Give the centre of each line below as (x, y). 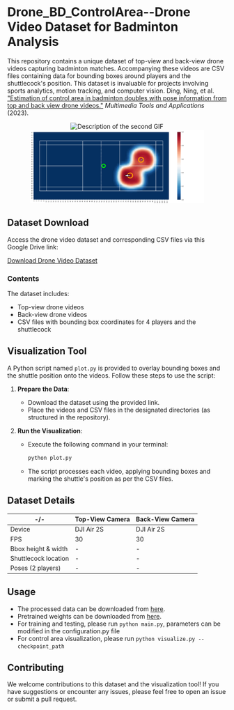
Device (20, 530)
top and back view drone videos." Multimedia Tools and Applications (106, 105)
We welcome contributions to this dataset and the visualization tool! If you (113, 684)
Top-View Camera (102, 519)
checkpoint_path (41, 646)
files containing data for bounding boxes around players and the (99, 76)
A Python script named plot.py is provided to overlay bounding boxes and (114, 368)
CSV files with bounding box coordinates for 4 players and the (107, 322)
